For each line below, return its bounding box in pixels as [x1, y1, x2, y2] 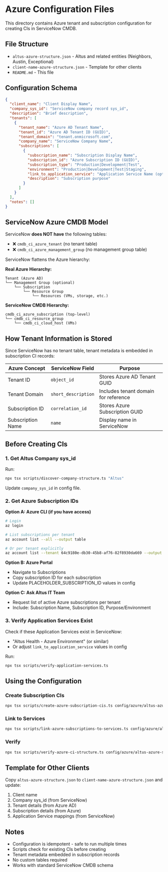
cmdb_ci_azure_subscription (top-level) [5, 312, 91, 317]
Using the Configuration [5, 677, 82, 685]
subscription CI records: [5, 353, 55, 359]
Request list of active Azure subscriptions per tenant [12, 600, 121, 606]
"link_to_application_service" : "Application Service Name [27, 171, 153, 176]
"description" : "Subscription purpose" [27, 176, 111, 181]
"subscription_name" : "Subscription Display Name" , [27, 153, 137, 158]
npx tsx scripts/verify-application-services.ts [5, 663, 108, 668]
